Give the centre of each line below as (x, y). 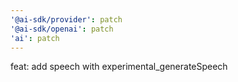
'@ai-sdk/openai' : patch (62, 29)
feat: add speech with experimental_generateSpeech (119, 67)
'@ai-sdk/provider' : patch (66, 19)
